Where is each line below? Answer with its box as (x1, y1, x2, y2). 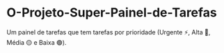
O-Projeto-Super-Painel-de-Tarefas (6, 5, 217, 21)
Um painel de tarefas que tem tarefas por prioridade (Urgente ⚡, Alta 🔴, (6, 28, 211, 36)
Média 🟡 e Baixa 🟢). (6, 38, 67, 46)
